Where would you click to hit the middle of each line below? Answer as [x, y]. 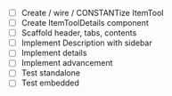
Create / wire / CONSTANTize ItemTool [92, 13]
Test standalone [51, 73]
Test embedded [50, 83]
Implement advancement [67, 63]
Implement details [54, 53]
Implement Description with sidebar [86, 43]
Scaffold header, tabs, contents [79, 33]
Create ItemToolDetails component [85, 23]
